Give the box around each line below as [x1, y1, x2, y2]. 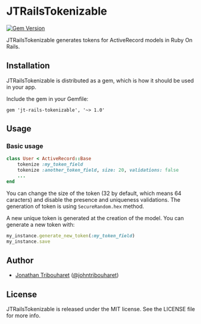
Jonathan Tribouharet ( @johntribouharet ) [15, 271, 119, 279]
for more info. [6, 312, 41, 319]
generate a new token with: [6, 221, 75, 228]
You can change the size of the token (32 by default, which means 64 [6, 190, 182, 197]
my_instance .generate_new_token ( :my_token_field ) [6, 232, 136, 239]
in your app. [6, 83, 37, 90]
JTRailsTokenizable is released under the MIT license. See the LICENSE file [6, 306, 196, 313]
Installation [6, 61, 50, 71]
